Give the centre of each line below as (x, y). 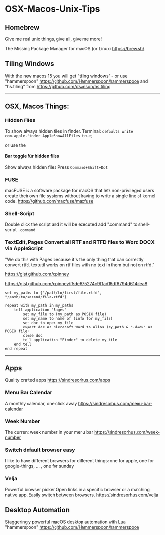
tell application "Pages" (41, 310)
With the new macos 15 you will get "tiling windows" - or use (66, 76)
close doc (33, 335)
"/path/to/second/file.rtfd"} (36, 297)
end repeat (16, 348)
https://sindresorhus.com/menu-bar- (115, 403)
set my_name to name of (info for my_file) (68, 318)
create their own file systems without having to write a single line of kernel (80, 196)
